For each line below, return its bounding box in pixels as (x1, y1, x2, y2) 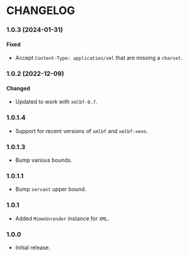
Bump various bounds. (15, 156, 72, 164)
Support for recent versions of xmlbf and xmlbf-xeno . (15, 127, 148, 134)
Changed (6, 84, 31, 92)
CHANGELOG (6, 4, 75, 18)
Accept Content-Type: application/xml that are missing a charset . (15, 54, 183, 62)
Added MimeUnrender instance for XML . (15, 214, 109, 222)
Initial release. (15, 244, 51, 251)
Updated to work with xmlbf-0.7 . (15, 98, 98, 106)
